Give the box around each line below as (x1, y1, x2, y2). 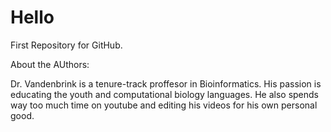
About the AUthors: (10, 58, 90, 70)
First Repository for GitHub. (10, 39, 123, 51)
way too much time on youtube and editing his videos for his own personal (10, 99, 318, 111)
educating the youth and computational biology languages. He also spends (10, 88, 320, 100)
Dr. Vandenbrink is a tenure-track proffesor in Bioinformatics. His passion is (10, 77, 322, 90)
